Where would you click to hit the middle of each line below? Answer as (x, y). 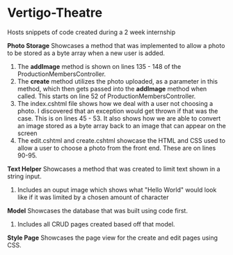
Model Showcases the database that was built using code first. (97, 210)
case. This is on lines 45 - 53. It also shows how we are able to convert (119, 118)
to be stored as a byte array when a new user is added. (86, 53)
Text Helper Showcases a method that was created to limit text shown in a (114, 169)
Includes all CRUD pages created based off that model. (96, 224)
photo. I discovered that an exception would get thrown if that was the (118, 111)
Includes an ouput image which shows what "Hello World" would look (117, 190)
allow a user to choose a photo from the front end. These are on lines (116, 148)
